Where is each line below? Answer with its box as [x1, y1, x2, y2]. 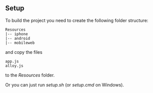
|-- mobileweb [5, 40, 35, 45]
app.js [5, 59, 19, 64]
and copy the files [5, 49, 43, 55]
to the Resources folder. [5, 72, 55, 78]
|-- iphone [5, 31, 28, 37]
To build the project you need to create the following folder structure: [5, 17, 148, 23]
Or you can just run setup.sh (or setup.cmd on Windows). [5, 81, 124, 87]
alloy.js [5, 63, 24, 68]
